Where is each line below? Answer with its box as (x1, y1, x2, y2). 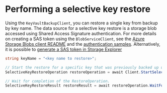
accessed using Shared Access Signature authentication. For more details (5, 30, 157, 36)
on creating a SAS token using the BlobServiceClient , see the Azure (5, 36, 145, 42)
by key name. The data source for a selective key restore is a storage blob (5, 25, 157, 31)
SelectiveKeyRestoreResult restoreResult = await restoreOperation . (5, 83, 150, 88)
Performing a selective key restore (5, 3, 151, 15)
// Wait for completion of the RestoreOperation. (5, 79, 110, 84)
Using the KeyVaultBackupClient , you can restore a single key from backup (5, 20, 158, 26)
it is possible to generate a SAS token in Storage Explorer (5, 46, 122, 52)
